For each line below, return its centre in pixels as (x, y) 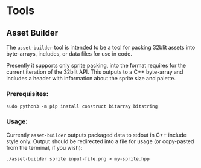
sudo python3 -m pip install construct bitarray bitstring (82, 106)
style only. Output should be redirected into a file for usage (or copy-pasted (100, 141)
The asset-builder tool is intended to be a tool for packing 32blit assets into (101, 47)
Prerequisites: (27, 94)
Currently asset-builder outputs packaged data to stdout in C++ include (97, 135)
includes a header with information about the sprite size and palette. (91, 78)
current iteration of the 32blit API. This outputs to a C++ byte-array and (95, 72)
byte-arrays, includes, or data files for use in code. (69, 54)
